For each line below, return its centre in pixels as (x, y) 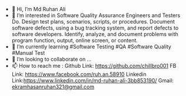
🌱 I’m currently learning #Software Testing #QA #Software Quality (92, 47)
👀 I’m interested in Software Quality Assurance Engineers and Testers (96, 15)
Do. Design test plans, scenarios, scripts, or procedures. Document (93, 21)
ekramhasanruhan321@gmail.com (53, 87)
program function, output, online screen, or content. (75, 40)
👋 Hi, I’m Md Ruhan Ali (39, 9)
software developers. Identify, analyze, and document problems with (95, 34)
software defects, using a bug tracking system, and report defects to (95, 28)
